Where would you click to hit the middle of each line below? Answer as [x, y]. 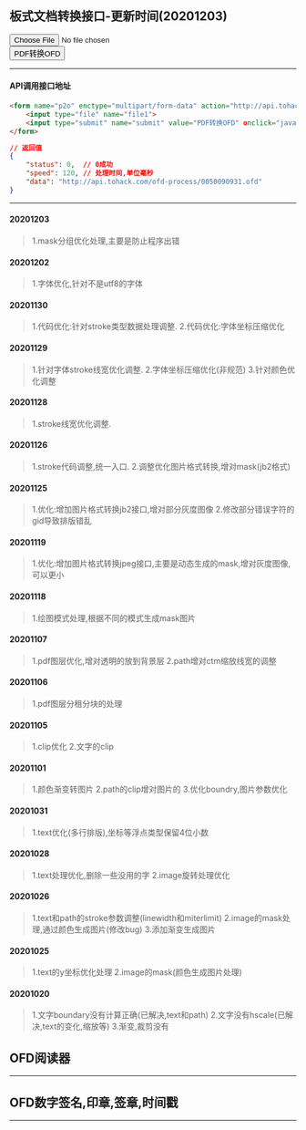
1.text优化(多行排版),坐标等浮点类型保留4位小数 [120, 832]
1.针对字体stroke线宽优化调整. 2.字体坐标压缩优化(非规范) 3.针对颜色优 [163, 369]
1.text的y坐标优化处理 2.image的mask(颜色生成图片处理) [137, 972]
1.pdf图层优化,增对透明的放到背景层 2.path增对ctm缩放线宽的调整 [154, 660]
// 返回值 [26, 148]
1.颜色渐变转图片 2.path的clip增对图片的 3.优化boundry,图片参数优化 [159, 789]
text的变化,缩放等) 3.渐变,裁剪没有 [106, 1026]
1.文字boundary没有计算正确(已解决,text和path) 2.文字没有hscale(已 [158, 1015]
